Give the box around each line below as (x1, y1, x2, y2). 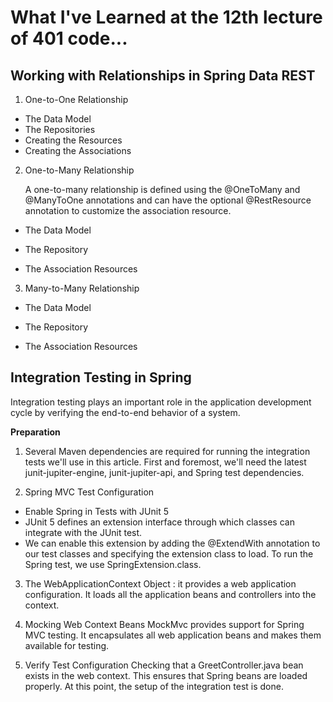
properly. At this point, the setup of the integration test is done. (24, 680, 284, 692)
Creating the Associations (24, 145, 132, 156)
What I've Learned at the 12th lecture (10, 6, 323, 29)
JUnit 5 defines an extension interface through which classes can (24, 516, 295, 528)
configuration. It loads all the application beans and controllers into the (24, 588, 317, 600)
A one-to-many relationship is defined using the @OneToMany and (24, 184, 301, 195)
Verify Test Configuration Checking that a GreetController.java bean (24, 659, 304, 671)
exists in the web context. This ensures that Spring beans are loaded (24, 669, 308, 681)
